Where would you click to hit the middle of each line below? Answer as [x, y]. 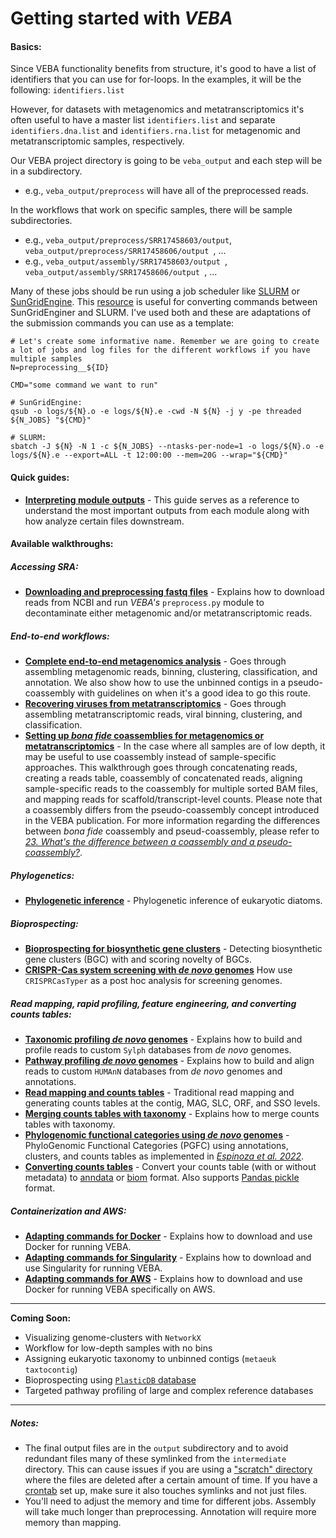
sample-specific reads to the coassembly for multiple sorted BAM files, [171, 789]
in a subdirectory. [46, 171]
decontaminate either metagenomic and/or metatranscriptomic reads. [168, 613]
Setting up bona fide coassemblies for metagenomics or [144, 736]
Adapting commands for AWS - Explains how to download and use [163, 1278]
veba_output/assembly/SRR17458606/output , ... [121, 272]
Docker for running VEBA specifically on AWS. [120, 1289]
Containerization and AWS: [68, 1211]
